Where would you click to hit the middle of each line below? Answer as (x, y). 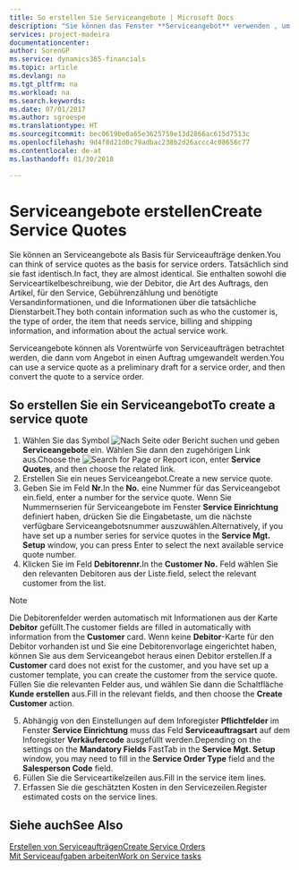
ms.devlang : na (38, 76)
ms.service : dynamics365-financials (77, 59)
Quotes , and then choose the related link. (99, 469)
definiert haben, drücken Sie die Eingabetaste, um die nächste (137, 516)
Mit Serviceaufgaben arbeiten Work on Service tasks (105, 857)
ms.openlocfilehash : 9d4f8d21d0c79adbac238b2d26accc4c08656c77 (130, 142)
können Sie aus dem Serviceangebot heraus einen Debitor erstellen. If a (141, 656)
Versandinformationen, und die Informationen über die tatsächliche (133, 303)
